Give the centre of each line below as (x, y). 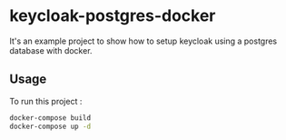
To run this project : (46, 101)
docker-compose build (50, 118)
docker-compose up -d (50, 126)
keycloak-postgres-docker (113, 16)
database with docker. (51, 50)
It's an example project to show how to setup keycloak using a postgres (143, 41)
